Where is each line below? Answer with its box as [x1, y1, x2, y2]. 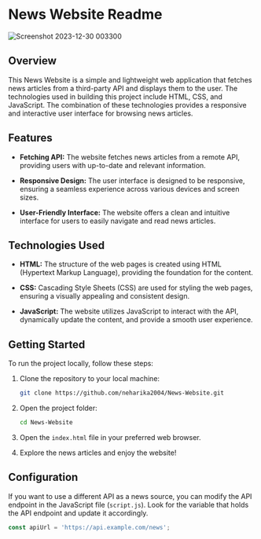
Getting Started [8, 338, 86, 351]
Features [8, 131, 53, 145]
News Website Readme [8, 5, 163, 24]
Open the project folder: [19, 403, 98, 413]
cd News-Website [19, 419, 73, 427]
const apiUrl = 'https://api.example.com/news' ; [8, 523, 171, 531]
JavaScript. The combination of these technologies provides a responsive [8, 100, 247, 109]
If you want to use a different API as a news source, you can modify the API [8, 491, 252, 500]
